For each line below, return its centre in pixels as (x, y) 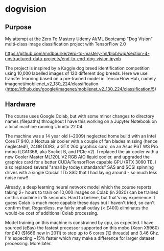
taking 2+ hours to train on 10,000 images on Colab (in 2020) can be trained (82, 192)
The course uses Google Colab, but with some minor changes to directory (80, 116)
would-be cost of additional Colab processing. (52, 213)
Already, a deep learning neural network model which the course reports (78, 187)
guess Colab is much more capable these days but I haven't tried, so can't (80, 203)
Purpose (18, 27)
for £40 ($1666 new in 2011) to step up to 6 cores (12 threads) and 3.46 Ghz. (82, 233)
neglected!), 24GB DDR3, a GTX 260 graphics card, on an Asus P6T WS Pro (82, 146)
